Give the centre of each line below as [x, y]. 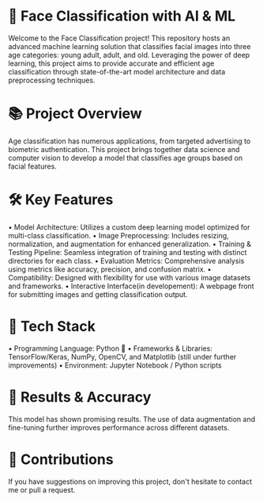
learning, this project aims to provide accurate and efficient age [111, 63]
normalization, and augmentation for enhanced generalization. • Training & [130, 244]
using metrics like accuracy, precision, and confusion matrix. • [110, 269]
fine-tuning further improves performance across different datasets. [119, 428]
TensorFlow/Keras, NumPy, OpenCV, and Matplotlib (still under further [122, 356]
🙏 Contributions [61, 459]
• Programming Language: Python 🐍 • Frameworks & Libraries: [111, 348]
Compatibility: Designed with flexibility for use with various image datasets [130, 277]
